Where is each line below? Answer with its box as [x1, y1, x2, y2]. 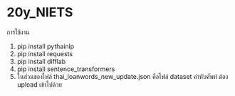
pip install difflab [16, 57, 66, 65]
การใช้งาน [6, 28, 30, 36]
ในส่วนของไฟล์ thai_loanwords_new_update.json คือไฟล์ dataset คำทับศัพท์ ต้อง [16, 72, 229, 80]
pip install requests [16, 49, 73, 58]
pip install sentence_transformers [16, 65, 115, 73]
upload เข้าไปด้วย [16, 80, 62, 89]
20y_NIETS [6, 4, 73, 21]
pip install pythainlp [16, 42, 75, 50]
